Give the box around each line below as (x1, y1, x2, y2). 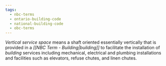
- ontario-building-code (9, 16, 61, 21)
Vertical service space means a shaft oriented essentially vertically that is (5, 39, 157, 45)
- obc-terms (9, 26, 35, 31)
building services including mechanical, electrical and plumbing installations (5, 50, 162, 56)
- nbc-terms (9, 12, 35, 17)
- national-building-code (9, 21, 64, 26)
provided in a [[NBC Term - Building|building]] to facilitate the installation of (5, 45, 161, 51)
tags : (5, 7, 16, 12)
